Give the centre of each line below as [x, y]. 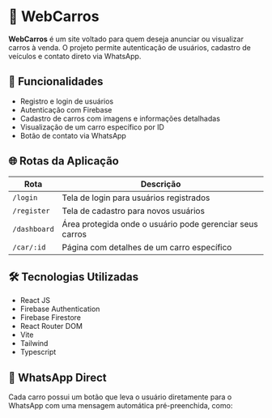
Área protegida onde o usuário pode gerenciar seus [160, 224]
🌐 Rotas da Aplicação [64, 161]
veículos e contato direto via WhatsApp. [75, 56]
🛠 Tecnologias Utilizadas [74, 277]
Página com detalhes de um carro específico [147, 247]
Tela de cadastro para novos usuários [133, 211]
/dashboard [33, 229]
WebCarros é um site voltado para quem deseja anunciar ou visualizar [126, 39]
